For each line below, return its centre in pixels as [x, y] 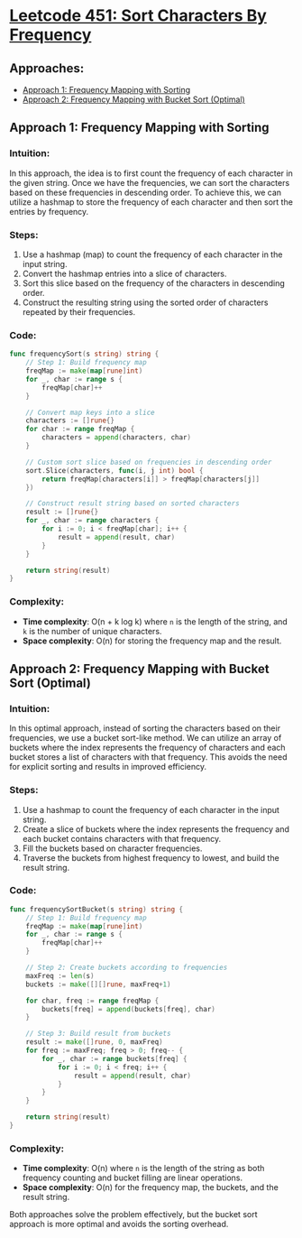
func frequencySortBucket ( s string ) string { [96, 909]
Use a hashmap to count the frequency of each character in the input [151, 809]
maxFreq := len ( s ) [60, 975]
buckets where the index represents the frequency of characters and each [147, 748]
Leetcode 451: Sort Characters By [138, 16]
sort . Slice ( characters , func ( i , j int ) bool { [114, 470]
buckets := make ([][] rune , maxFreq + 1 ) [98, 984]
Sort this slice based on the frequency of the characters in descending [154, 283]
